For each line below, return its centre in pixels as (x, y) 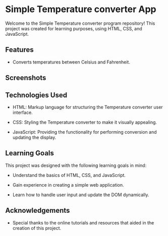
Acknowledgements (38, 211)
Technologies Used (36, 95)
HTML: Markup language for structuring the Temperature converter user (88, 107)
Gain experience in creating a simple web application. (68, 185)
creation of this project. (37, 228)
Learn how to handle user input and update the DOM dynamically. (81, 195)
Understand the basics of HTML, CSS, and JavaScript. (69, 175)
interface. (22, 112)
